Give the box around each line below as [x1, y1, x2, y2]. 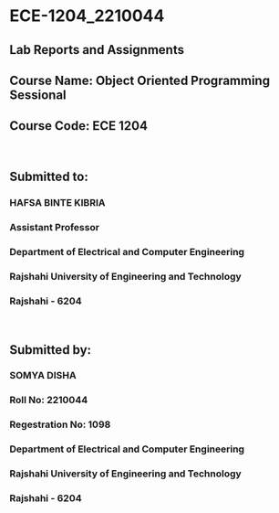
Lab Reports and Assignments [9, 42, 185, 58]
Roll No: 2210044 [9, 394, 88, 407]
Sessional [9, 87, 67, 102]
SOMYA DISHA [9, 369, 77, 382]
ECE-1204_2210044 [9, 5, 165, 27]
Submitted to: [9, 169, 88, 185]
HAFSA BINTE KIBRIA [9, 197, 106, 209]
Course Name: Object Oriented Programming [9, 72, 271, 88]
